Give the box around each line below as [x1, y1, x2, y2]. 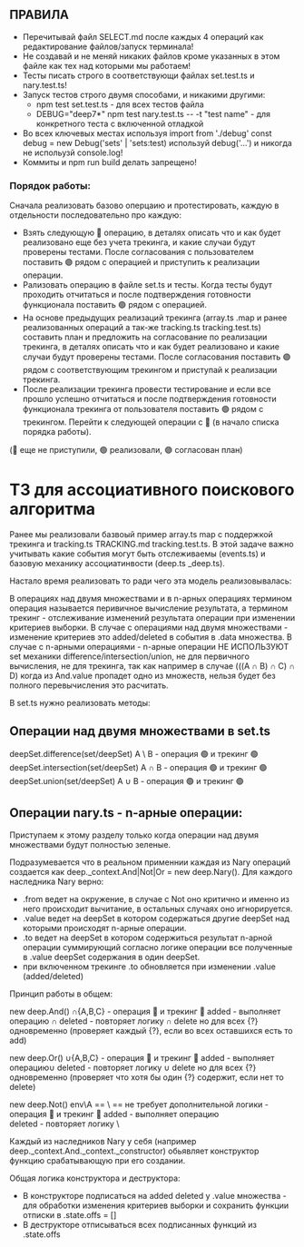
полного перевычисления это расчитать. [9, 680, 170, 691]
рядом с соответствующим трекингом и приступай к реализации [22, 365, 278, 376]
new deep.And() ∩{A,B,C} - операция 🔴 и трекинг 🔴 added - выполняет [9, 1006, 281, 1016]
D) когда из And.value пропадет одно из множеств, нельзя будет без [9, 671, 276, 682]
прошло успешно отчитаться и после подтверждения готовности [22, 394, 277, 405]
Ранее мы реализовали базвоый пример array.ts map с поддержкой [9, 529, 274, 540]
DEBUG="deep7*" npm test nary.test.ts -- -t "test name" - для [35, 108, 270, 119]
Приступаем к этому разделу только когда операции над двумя [9, 830, 259, 840]
